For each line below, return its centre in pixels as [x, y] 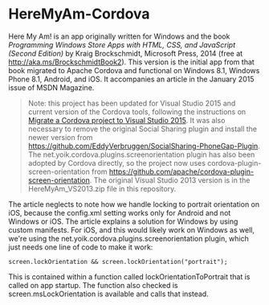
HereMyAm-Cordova [79, 14]
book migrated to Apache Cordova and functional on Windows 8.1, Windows [134, 70]
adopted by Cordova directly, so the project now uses [117, 163]
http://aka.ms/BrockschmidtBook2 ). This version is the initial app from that [131, 62]
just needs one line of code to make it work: [81, 247]
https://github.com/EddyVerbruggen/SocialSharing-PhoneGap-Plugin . [144, 146]
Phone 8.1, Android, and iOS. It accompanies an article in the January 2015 [131, 79]
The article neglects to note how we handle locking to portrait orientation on [134, 204]
